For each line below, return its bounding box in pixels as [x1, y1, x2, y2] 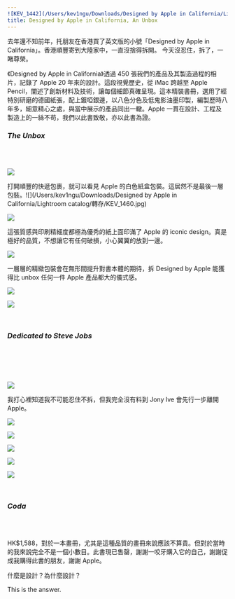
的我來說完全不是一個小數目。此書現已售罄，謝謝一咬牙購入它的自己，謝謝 [7, 548, 222, 556]
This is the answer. [7, 586, 62, 594]
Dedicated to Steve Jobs [7, 331, 92, 340]
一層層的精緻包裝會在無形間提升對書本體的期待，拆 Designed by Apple [7, 264, 211, 273]
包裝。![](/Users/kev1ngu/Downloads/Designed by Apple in [7, 191, 177, 199]
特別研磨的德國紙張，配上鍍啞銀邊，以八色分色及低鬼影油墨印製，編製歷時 [7, 95, 222, 104]
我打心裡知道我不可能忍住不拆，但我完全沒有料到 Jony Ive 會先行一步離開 [7, 395, 219, 404]
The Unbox [7, 131, 45, 141]
